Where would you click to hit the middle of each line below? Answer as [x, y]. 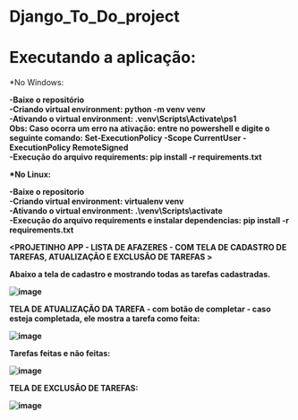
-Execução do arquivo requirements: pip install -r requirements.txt [136, 157]
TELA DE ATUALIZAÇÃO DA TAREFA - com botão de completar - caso [140, 309]
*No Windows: [37, 83]
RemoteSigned [100, 148]
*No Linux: [30, 175]
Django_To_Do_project [95, 17]
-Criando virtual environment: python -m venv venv [107, 109]
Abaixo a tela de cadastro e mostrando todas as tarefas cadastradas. [140, 275]
